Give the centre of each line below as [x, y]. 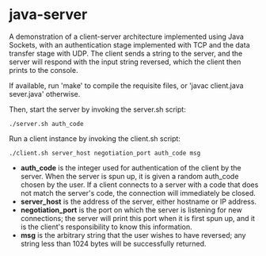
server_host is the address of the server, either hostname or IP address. [138, 201]
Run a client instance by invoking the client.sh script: [95, 138]
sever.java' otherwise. [45, 94]
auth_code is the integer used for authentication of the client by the [131, 167]
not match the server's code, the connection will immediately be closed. [138, 193]
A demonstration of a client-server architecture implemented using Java [127, 36]
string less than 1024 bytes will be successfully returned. [113, 243]
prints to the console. [44, 70]
